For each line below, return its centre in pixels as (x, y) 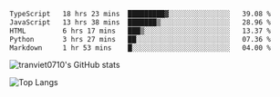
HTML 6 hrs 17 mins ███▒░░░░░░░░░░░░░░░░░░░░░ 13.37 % (140, 31)
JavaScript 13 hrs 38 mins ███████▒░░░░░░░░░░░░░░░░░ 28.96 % (140, 22)
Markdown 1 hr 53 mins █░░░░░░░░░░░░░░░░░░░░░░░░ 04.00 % (140, 48)
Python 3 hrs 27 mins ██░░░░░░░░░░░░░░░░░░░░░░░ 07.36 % (140, 39)
